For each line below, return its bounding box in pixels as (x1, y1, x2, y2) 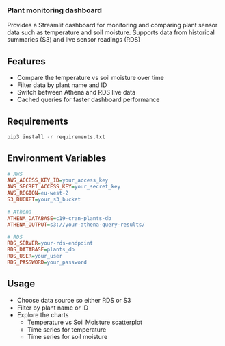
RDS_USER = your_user (7, 253, 63, 260)
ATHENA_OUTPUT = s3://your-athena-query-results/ (7, 221, 146, 228)
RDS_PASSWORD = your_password (7, 259, 88, 266)
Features (7, 55, 46, 67)
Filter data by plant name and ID (16, 81, 107, 89)
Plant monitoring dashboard (7, 5, 103, 15)
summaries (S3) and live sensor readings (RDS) (7, 36, 141, 44)
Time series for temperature (27, 325, 107, 334)
